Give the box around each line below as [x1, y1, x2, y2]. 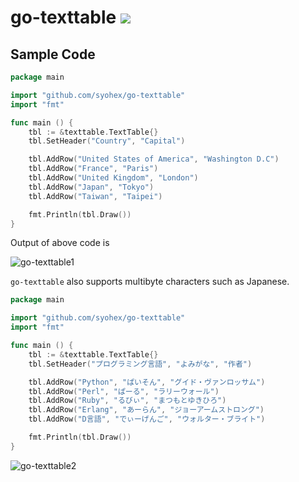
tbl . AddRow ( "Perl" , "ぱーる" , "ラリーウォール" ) [28, 386, 220, 396]
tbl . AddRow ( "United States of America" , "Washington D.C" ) [28, 154, 280, 165]
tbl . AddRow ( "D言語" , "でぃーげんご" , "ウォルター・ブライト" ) [28, 414, 266, 425]
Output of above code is [10, 237, 110, 249]
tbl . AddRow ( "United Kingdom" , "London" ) [28, 173, 199, 183]
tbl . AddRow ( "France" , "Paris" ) [28, 164, 159, 174]
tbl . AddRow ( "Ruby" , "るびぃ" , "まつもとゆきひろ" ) [28, 396, 227, 406]
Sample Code [10, 46, 96, 63]
